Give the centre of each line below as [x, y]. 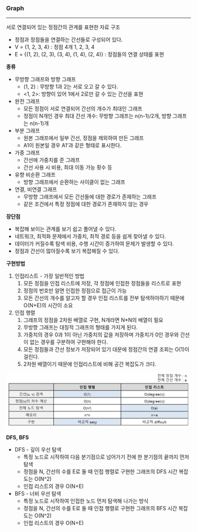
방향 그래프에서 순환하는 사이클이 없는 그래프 [74, 182]
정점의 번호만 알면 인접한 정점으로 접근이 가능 [75, 291]
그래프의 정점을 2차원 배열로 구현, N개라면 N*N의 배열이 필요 [93, 320]
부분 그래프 [27, 131]
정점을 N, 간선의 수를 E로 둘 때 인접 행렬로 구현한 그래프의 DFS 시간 [100, 472]
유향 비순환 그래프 [35, 175]
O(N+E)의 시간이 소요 [48, 305]
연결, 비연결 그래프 [36, 190]
